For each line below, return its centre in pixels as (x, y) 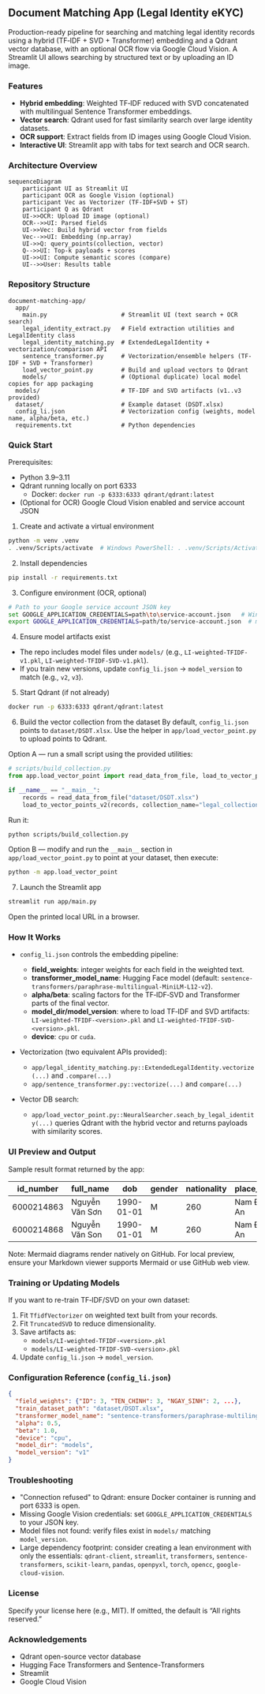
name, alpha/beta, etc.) (49, 418)
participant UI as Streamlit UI (75, 189)
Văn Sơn (86, 1212)
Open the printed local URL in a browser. (74, 917)
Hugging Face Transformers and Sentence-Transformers (112, 1665)
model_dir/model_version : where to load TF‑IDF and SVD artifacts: (140, 1012)
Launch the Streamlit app (60, 888)
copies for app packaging (50, 383)
